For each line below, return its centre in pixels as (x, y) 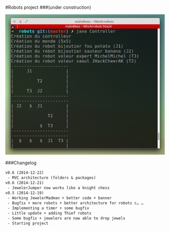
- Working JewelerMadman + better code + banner (60, 198)
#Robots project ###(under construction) (48, 7)
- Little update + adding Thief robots (50, 213)
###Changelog (21, 163)
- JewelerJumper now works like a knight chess (58, 188)
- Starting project (28, 223)
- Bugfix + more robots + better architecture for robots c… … (75, 203)
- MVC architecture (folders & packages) (52, 178)
